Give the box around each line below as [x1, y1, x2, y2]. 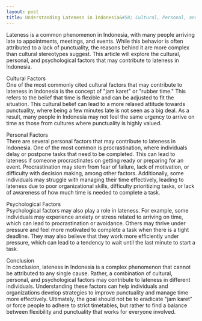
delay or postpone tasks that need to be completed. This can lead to [6, 150, 176, 157]
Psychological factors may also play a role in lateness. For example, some [6, 207, 189, 214]
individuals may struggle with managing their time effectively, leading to [6, 176, 185, 183]
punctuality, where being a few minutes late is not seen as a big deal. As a [6, 107, 189, 114]
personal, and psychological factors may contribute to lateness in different [6, 276, 191, 283]
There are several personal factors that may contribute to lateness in [6, 137, 176, 145]
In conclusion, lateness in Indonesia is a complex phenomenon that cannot [6, 263, 191, 270]
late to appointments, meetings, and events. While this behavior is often [6, 37, 183, 45]
